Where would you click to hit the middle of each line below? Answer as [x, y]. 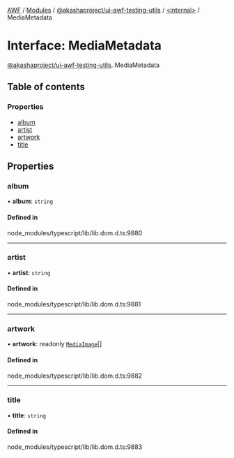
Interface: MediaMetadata [85, 46]
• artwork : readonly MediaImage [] [55, 344]
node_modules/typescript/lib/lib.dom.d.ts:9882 [75, 376]
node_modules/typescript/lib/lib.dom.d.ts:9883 [75, 447]
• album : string [30, 201]
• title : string [27, 415]
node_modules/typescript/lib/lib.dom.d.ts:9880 [75, 232]
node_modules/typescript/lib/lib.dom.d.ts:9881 [74, 304]
